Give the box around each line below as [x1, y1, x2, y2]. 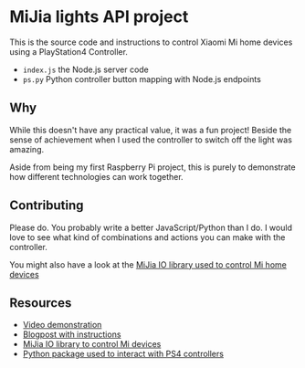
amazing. [9, 143, 44, 154]
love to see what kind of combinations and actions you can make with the [9, 231, 286, 243]
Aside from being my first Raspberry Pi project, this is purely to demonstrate [9, 162, 296, 173]
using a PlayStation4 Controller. [9, 46, 128, 57]
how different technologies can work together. [9, 171, 184, 182]
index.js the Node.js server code [22, 64, 149, 75]
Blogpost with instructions [22, 329, 121, 340]
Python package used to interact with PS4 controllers [22, 349, 224, 360]
